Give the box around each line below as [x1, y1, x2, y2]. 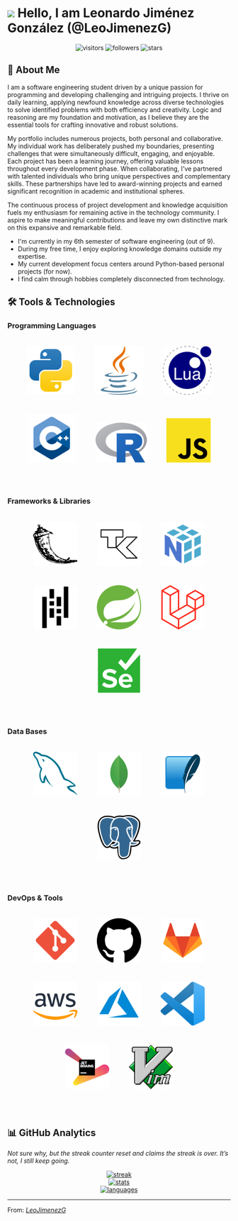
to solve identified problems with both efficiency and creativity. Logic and [7, 105, 222, 114]
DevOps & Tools [7, 893, 64, 903]
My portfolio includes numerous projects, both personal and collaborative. [7, 134, 223, 142]
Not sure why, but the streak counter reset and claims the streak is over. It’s [7, 1149, 229, 1158]
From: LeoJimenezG [7, 1206, 66, 1215]
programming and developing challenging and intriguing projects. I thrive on [7, 90, 229, 99]
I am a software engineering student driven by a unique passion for [7, 83, 203, 91]
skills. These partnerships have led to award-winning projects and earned [7, 179, 222, 188]
